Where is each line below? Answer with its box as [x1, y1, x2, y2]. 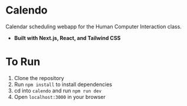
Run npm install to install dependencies [14, 81, 113, 88]
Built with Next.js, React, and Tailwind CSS [14, 34, 121, 41]
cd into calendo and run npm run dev [14, 87, 101, 94]
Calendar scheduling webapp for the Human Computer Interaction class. [5, 23, 182, 30]
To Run [5, 55, 41, 68]
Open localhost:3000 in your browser [14, 93, 106, 100]
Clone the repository [14, 74, 64, 81]
